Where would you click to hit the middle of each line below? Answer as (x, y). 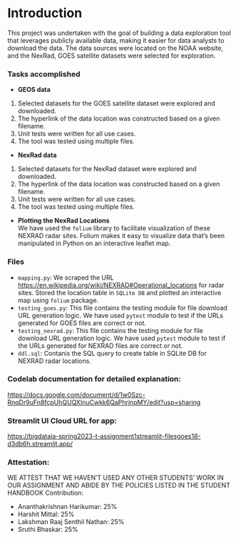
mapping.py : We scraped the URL (66, 277)
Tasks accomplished (44, 74)
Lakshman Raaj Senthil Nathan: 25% (71, 522)
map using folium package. (58, 300)
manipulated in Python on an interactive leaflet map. (94, 243)
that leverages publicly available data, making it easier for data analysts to (116, 40)
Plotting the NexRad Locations (63, 221)
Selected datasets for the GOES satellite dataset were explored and (117, 103)
